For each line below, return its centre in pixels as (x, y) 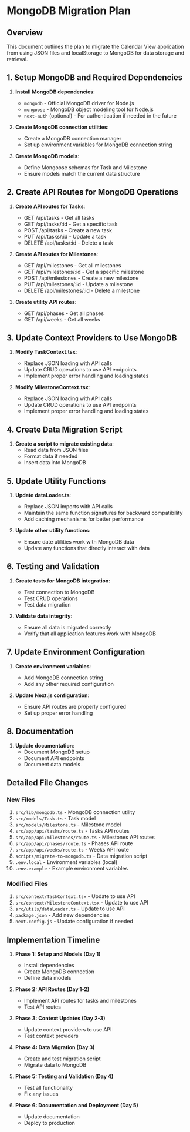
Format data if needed (51, 456)
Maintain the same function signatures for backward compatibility (103, 513)
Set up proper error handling (58, 713)
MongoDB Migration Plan (69, 11)
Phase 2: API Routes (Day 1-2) (52, 989)
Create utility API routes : (46, 302)
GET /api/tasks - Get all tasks (59, 217)
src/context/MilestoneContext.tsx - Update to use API (82, 903)
